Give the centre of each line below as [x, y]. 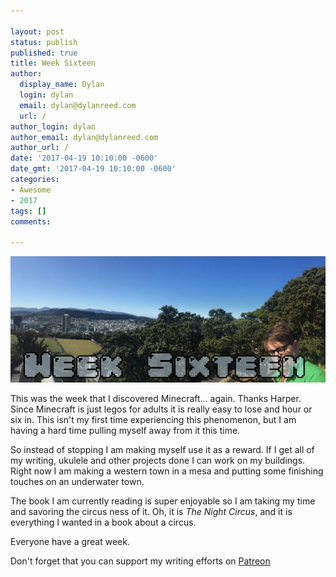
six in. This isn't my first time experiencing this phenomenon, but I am [153, 419]
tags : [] [28, 211]
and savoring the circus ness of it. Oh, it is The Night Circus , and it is [151, 511]
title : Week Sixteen [53, 63]
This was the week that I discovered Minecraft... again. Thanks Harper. [156, 398]
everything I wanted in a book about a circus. [103, 522]
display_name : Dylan [62, 85]
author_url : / [40, 148]
